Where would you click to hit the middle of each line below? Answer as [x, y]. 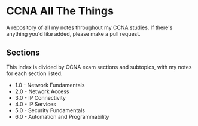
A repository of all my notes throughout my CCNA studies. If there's [89, 27]
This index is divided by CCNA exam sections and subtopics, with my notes [99, 67]
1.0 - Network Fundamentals [50, 85]
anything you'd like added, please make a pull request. [73, 33]
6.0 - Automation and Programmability [62, 116]
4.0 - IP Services [36, 104]
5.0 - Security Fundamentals [50, 110]
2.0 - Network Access [42, 91]
